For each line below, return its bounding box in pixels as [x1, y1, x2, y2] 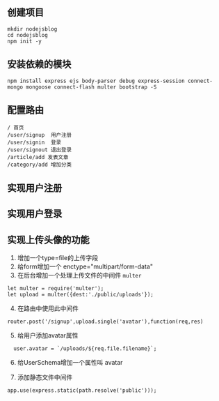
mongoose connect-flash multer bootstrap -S [25, 83, 157, 91]
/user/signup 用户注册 [7, 132, 72, 139]
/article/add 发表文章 [7, 154, 69, 161]
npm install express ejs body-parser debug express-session [7, 77, 186, 84]
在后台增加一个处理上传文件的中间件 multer [17, 271, 142, 280]
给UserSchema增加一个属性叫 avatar [17, 358, 123, 367]
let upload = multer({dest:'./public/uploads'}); [7, 292, 154, 298]
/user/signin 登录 [7, 139, 62, 146]
